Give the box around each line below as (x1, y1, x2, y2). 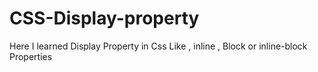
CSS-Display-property (9, 7, 200, 30)
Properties (9, 50, 53, 62)
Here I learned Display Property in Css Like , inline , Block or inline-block (9, 40, 308, 52)
